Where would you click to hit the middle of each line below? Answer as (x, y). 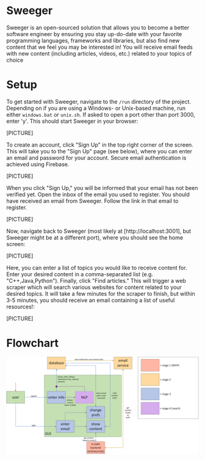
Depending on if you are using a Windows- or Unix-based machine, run (96, 108)
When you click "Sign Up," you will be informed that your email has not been (102, 188)
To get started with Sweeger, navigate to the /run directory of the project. (99, 101)
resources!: (20, 307)
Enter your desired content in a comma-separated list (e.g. (80, 274)
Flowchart (33, 343)
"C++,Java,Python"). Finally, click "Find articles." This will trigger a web (96, 280)
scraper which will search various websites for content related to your (94, 287)
